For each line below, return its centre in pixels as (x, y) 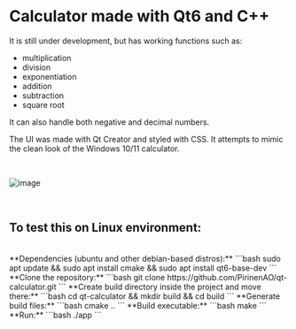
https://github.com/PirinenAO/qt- (227, 277)
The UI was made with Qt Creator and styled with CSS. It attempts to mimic (146, 139)
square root (43, 104)
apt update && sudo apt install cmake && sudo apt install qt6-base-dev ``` (143, 268)
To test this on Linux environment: (105, 228)
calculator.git (33, 287)
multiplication (47, 57)
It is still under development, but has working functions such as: (126, 41)
